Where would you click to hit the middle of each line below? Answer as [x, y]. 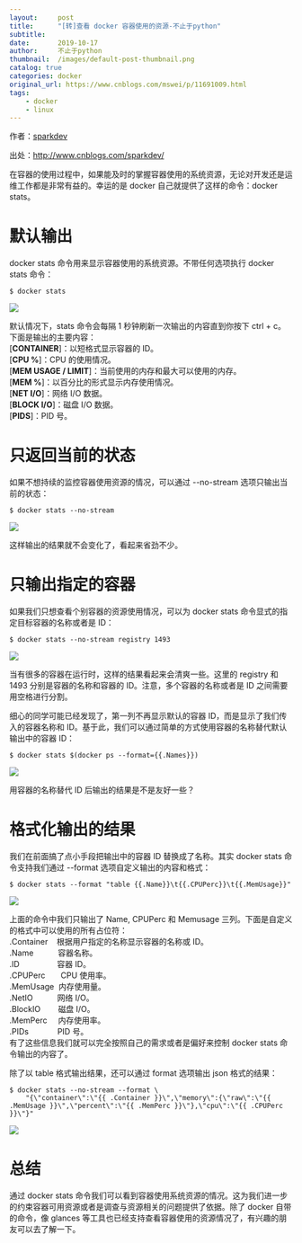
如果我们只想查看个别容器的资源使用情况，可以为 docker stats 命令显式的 [145, 611]
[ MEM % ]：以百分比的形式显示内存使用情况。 [94, 382]
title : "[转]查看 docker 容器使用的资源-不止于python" [115, 26]
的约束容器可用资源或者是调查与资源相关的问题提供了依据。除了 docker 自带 [151, 1206]
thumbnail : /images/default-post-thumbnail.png [102, 59]
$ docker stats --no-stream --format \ [84, 1090]
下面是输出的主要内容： [53, 337]
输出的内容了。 [44, 1054]
